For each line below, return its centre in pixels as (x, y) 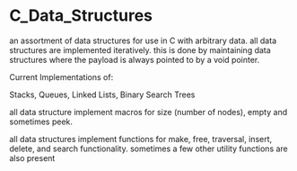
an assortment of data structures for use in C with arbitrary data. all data (143, 40)
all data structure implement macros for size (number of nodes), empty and (148, 112)
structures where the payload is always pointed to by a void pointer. (135, 59)
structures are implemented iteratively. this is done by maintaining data (140, 49)
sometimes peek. (41, 121)
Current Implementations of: (61, 76)
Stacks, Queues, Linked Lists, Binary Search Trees (102, 94)
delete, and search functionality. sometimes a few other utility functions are (149, 148)
